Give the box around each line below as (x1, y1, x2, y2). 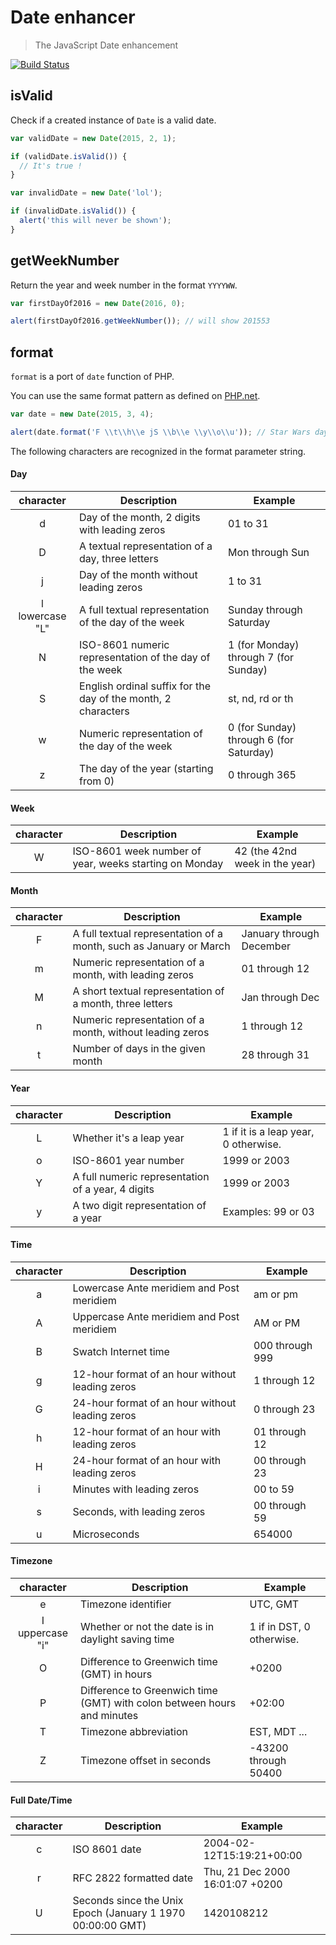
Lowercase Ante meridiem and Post (72, 1281, 240, 1295)
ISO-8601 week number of (72, 844, 202, 858)
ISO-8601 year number (72, 1153, 185, 1167)
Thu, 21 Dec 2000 (203, 1865, 291, 1879)
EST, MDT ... (249, 1725, 308, 1739)
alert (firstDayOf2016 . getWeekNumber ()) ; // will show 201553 (10, 316, 271, 326)
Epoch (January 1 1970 (72, 1906, 186, 1920)
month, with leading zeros (72, 968, 195, 982)
